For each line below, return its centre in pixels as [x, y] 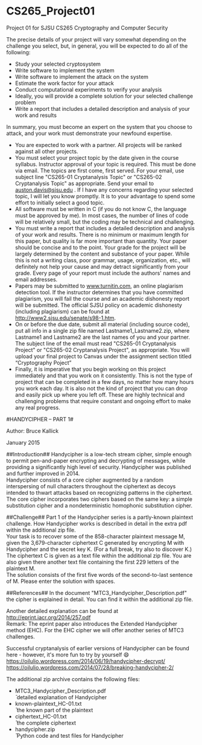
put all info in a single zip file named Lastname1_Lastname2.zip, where [102, 330]
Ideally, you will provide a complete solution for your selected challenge [104, 96]
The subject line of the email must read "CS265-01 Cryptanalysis [96, 343]
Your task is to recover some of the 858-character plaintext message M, [96, 536]
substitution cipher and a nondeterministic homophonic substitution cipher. [99, 505]
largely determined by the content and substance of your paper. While [102, 254]
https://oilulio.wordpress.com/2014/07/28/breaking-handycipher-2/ [90, 667]
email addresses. [36, 279]
